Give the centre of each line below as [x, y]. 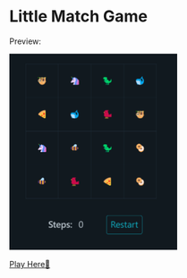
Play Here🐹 [30, 265]
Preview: [25, 41]
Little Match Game [78, 17]
